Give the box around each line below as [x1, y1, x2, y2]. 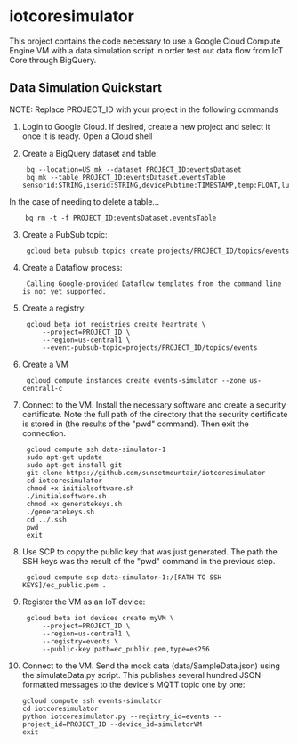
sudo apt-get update [26, 452, 102, 462]
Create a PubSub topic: [21, 229, 108, 239]
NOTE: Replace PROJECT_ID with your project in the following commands [9, 104, 278, 115]
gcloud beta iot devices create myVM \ [26, 613, 174, 622]
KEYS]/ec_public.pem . [21, 580, 107, 589]
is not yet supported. [21, 287, 107, 295]
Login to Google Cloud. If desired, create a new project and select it [21, 121, 270, 132]
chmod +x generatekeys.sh [26, 499, 123, 508]
